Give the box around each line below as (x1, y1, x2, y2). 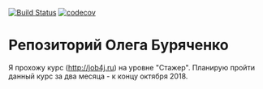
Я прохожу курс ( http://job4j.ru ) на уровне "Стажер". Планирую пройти (8, 62, 256, 72)
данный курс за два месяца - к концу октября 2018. (8, 71, 188, 81)
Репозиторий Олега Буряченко (8, 36, 229, 54)
